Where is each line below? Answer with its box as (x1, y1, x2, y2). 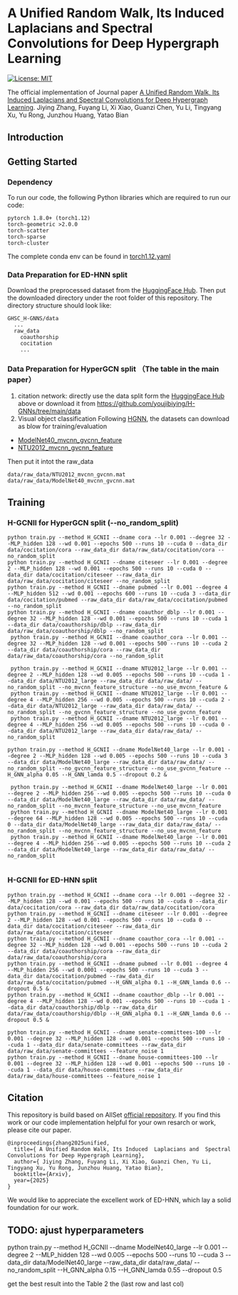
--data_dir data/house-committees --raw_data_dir (33, 1066, 183, 1073)
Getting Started (7, 156, 78, 168)
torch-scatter (7, 227, 50, 235)
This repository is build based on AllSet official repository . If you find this (7, 1111, 221, 1119)
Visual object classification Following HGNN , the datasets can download (17, 414, 230, 422)
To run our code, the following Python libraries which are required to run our (7, 193, 231, 202)
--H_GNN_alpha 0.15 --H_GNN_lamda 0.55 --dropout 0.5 (56, 1266, 222, 1274)
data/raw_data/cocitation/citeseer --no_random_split (7, 578, 171, 585)
